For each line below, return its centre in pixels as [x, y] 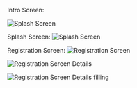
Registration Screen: [37, 50]
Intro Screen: [26, 10]
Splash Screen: [29, 37]
